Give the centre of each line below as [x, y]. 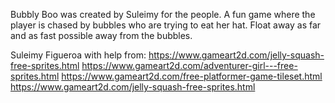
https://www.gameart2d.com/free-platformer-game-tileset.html [192, 76]
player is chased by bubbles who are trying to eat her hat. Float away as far [166, 25]
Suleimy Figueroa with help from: [78, 55]
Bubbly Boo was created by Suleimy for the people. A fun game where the [163, 14]
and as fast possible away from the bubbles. [101, 35]
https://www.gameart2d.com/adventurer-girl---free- [189, 65]
